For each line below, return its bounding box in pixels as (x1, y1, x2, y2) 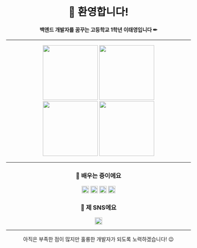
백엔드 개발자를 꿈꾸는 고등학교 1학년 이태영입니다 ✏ (39, 26, 158, 33)
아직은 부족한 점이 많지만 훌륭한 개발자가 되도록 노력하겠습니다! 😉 (23, 235, 174, 243)
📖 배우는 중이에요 (76, 172, 121, 180)
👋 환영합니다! (68, 5, 129, 19)
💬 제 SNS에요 (80, 203, 117, 211)
